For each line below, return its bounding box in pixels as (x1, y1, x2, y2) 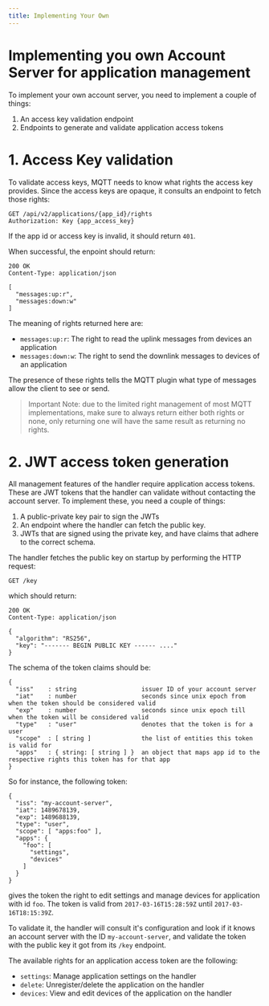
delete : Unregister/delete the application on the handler (19, 980, 205, 990)
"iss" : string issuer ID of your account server (15, 686, 257, 694)
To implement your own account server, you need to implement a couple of (8, 90, 257, 100)
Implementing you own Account (8, 46, 226, 64)
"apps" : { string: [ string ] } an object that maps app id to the (15, 748, 261, 757)
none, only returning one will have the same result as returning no (27, 416, 247, 426)
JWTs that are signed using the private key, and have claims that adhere (19, 529, 259, 539)
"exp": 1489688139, (15, 813, 81, 821)
